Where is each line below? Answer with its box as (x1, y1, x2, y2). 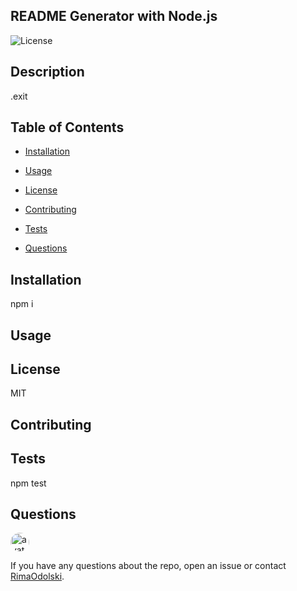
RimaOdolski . (10, 570, 65, 583)
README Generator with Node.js (10, 8, 218, 25)
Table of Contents (10, 119, 125, 136)
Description (10, 64, 85, 81)
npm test (10, 477, 47, 489)
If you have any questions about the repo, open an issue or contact (10, 560, 287, 572)
